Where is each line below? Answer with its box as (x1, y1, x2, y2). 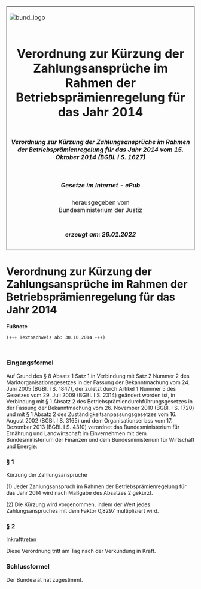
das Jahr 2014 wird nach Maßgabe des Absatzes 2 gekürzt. (6, 489, 154, 497)
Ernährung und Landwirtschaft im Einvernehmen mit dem (6, 429, 147, 437)
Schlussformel (6, 563, 50, 571)
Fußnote (6, 322, 28, 330)
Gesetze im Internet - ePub (60, 181, 141, 189)
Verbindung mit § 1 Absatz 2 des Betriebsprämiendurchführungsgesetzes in (6, 397, 193, 405)
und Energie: (6, 443, 38, 450)
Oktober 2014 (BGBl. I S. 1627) (55, 153, 146, 161)
